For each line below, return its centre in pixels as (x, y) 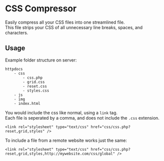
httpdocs (14, 69)
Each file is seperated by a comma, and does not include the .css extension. (82, 118)
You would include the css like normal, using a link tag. (61, 113)
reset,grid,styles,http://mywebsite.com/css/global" (60, 154)
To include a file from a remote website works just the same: (66, 140)
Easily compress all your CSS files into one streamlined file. (65, 22)
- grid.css (34, 82)
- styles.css (36, 91)
